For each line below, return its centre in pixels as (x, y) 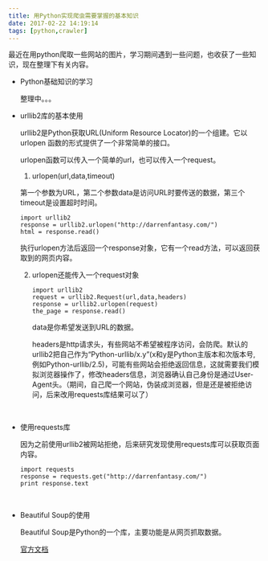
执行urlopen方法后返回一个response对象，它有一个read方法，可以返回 (136, 248)
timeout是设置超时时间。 (61, 203)
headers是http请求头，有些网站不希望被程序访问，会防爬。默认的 (140, 344)
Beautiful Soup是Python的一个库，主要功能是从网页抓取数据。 (123, 532)
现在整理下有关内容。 (57, 64)
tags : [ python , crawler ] (48, 31)
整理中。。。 (38, 99)
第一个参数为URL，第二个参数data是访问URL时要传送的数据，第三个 (132, 193)
